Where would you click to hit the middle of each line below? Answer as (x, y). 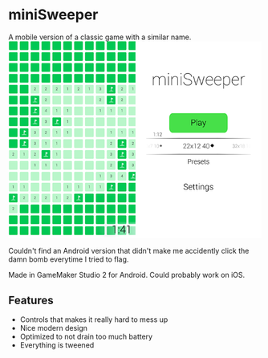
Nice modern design (54, 328)
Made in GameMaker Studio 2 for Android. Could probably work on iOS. (127, 275)
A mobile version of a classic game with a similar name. (100, 37)
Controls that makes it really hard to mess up (94, 319)
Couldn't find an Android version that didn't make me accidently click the (129, 251)
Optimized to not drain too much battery (86, 337)
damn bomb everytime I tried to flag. (69, 259)
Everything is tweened (57, 345)
